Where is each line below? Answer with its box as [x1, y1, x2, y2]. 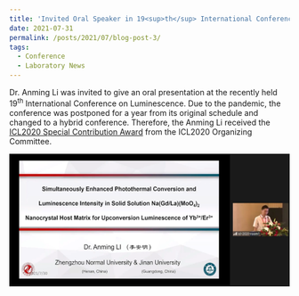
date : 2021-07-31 [9, 23, 74, 33]
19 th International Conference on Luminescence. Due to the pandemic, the [9, 96, 281, 109]
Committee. [9, 136, 52, 146]
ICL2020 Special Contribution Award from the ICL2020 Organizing [9, 126, 253, 137]
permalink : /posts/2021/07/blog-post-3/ [9, 33, 162, 42]
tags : [9, 43, 29, 52]
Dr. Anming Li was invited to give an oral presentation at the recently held [9, 87, 278, 97]
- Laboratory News [17, 62, 86, 70]
